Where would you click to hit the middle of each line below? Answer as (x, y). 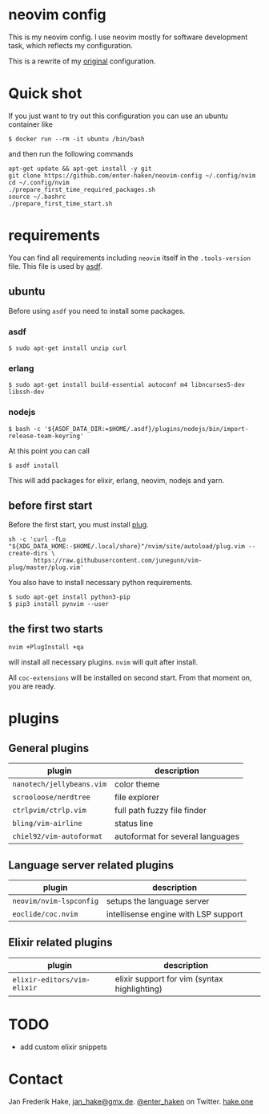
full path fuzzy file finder (161, 811)
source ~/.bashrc (37, 197)
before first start (50, 505)
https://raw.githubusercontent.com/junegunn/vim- (118, 561)
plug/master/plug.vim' (46, 567)
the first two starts (56, 629)
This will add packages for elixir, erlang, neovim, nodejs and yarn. (116, 480)
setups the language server (158, 901)
